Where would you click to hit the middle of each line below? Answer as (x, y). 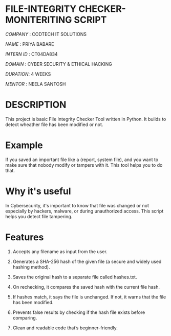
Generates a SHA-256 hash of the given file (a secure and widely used (87, 261)
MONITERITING (39, 20)
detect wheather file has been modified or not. (54, 125)
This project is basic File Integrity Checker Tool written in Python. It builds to (86, 119)
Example (24, 145)
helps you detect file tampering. (39, 216)
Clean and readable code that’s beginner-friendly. (65, 328)
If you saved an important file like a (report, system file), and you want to (82, 160)
